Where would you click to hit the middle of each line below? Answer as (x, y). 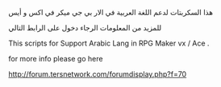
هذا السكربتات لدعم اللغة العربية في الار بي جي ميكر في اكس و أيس (111, 12)
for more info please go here (56, 59)
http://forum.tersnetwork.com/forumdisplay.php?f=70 (98, 74)
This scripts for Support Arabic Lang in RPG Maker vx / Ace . (109, 43)
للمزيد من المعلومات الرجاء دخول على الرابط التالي (85, 28)
